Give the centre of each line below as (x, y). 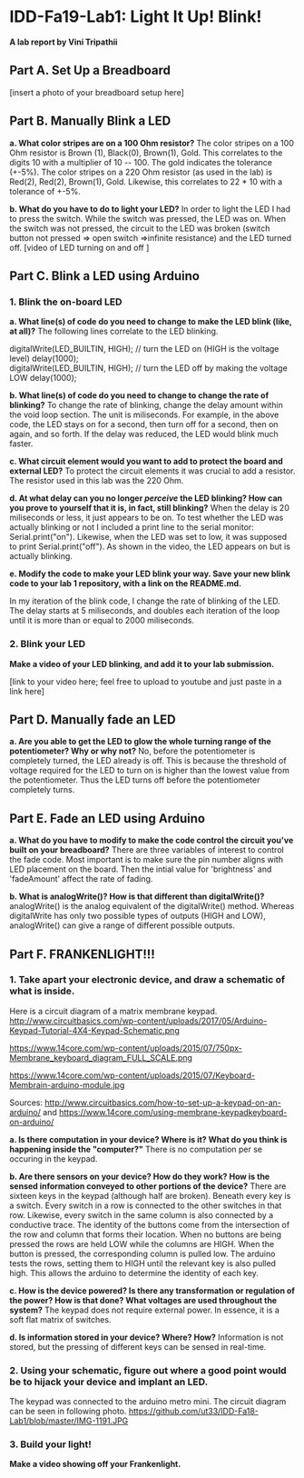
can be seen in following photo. (68, 1412)
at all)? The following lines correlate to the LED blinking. (114, 331)
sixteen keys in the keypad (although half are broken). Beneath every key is (150, 1195)
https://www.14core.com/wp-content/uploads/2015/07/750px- (126, 1048)
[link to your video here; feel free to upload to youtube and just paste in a (146, 681)
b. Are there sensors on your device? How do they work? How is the (140, 1176)
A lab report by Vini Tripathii (64, 42)
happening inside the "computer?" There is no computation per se (136, 1149)
